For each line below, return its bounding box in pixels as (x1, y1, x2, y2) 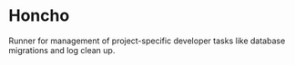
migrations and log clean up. (8, 44, 116, 55)
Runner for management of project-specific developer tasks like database (8, 35, 286, 46)
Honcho (8, 5, 70, 26)
